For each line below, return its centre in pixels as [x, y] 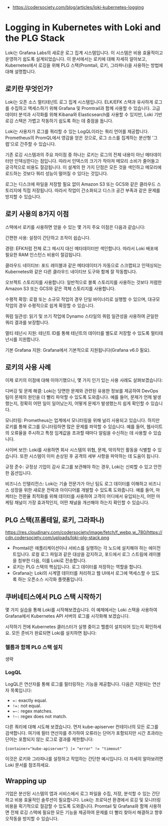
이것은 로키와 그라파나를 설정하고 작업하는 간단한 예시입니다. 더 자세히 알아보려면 [84, 759]
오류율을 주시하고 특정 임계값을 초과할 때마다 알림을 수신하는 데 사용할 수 [81, 433]
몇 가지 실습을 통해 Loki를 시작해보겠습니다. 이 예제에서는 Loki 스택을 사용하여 [81, 610]
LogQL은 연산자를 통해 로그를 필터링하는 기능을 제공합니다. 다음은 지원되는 [78, 684]
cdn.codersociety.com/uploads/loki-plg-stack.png [57, 538]
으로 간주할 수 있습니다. [33, 144]
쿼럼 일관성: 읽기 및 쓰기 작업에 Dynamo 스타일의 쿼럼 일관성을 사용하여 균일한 [82, 316]
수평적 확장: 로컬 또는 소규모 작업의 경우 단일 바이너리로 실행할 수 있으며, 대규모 [83, 299]
